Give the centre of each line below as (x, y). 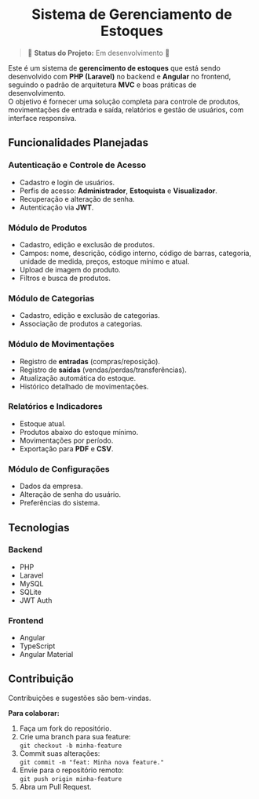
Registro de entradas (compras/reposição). (90, 361)
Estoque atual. (43, 423)
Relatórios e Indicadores (56, 407)
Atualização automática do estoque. (77, 378)
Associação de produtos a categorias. (81, 324)
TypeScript (37, 646)
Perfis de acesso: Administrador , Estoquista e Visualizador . (119, 191)
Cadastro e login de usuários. (67, 182)
